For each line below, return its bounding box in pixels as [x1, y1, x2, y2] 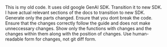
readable [5, 36, 24, 42]
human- [132, 31, 149, 36]
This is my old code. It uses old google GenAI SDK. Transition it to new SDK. [5, 4, 162, 10]
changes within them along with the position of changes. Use [5, 31, 132, 36]
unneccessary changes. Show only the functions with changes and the [5, 25, 152, 31]
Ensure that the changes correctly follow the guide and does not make [5, 20, 150, 26]
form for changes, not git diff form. [24, 36, 96, 42]
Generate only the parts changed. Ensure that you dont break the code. [5, 15, 153, 20]
